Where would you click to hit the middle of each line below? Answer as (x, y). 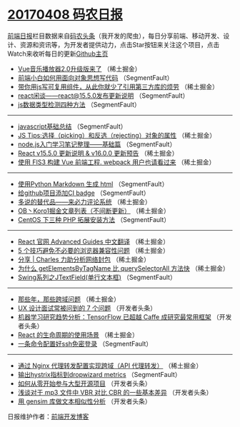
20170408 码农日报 (65, 15)
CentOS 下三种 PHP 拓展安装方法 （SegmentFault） (94, 219)
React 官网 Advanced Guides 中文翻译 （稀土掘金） (94, 241)
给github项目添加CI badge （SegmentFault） (84, 193)
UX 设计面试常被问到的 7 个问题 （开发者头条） (87, 308)
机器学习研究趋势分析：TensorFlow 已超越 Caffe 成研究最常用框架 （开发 (125, 317)
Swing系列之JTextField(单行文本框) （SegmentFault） (97, 277)
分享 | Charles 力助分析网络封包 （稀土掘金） (84, 259)
